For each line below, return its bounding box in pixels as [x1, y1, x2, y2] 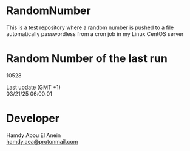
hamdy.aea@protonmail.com [6, 138, 78, 145]
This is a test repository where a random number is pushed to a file [6, 24, 174, 31]
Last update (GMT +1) [6, 83, 61, 91]
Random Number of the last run [6, 52, 168, 66]
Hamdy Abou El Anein [6, 132, 61, 139]
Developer [6, 111, 59, 125]
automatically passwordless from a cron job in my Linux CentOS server [6, 30, 184, 37]
